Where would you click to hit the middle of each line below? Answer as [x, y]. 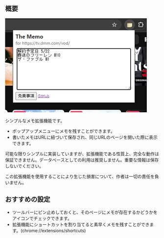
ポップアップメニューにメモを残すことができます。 [63, 131]
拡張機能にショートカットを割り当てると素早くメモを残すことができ [81, 224]
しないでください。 [24, 166]
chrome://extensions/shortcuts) [54, 230]
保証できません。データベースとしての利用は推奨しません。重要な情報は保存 [82, 160]
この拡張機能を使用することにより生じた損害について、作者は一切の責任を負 [82, 176]
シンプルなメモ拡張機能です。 [35, 120]
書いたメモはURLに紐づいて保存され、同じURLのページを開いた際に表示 [85, 137]
